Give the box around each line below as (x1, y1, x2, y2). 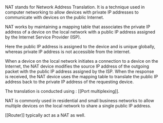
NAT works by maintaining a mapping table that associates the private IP (5, 24, 150, 30)
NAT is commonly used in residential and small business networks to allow (5, 98, 154, 104)
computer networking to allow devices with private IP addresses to (5, 9, 139, 15)
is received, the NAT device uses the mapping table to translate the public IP (5, 74, 158, 79)
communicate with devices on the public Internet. (5, 15, 105, 20)
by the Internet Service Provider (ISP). (5, 34, 81, 40)
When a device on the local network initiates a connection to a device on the (5, 58, 158, 64)
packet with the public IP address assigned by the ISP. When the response (5, 69, 154, 74)
